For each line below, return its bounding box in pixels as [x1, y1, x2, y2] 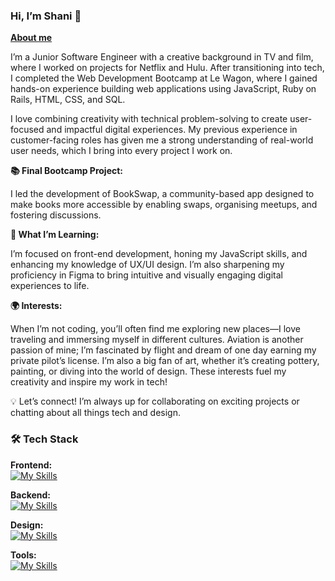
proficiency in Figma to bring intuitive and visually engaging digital [10, 269, 283, 281]
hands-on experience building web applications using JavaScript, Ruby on [10, 83, 317, 95]
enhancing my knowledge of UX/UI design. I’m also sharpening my [10, 259, 285, 271]
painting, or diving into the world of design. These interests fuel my [10, 365, 287, 378]
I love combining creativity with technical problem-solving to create [10, 113, 288, 125]
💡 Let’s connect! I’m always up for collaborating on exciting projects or [10, 395, 300, 408]
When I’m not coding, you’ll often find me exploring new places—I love [10, 323, 301, 335]
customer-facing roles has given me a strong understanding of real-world [10, 134, 314, 146]
